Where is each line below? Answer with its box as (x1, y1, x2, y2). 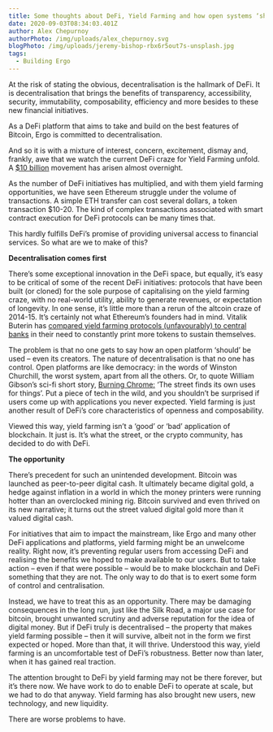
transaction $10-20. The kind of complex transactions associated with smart (8, 204, 263, 214)
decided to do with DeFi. (8, 438, 91, 448)
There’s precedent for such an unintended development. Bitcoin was (8, 470, 237, 479)
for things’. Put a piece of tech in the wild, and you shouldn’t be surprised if (8, 388, 260, 398)
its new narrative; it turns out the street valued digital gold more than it (8, 505, 244, 514)
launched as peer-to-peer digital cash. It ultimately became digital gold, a (8, 479, 254, 488)
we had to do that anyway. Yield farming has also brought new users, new (8, 690, 256, 700)
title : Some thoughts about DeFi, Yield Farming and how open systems (8, 11, 253, 20)
